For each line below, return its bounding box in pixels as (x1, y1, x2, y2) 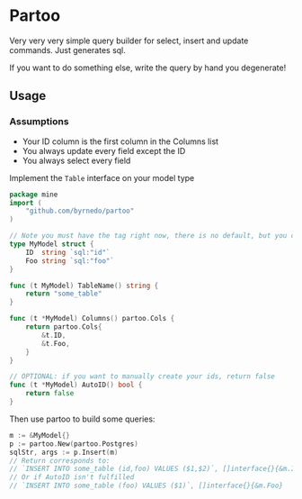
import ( (9, 198, 42, 207)
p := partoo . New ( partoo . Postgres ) (9, 439, 139, 449)
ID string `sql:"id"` (25, 248, 111, 257)
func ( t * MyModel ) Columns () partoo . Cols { (9, 314, 175, 323)
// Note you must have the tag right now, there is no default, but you (9, 231, 288, 240)
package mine (9, 190, 58, 199)
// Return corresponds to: (9, 456, 111, 465)
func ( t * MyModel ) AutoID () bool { (9, 380, 143, 390)
